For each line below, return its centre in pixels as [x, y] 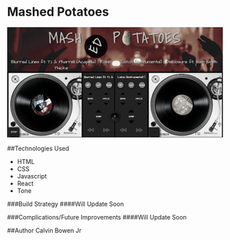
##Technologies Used [38, 148]
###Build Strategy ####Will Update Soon [66, 204]
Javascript [32, 176]
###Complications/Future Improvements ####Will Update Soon [97, 217]
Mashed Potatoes [58, 12]
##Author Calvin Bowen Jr [44, 230]
